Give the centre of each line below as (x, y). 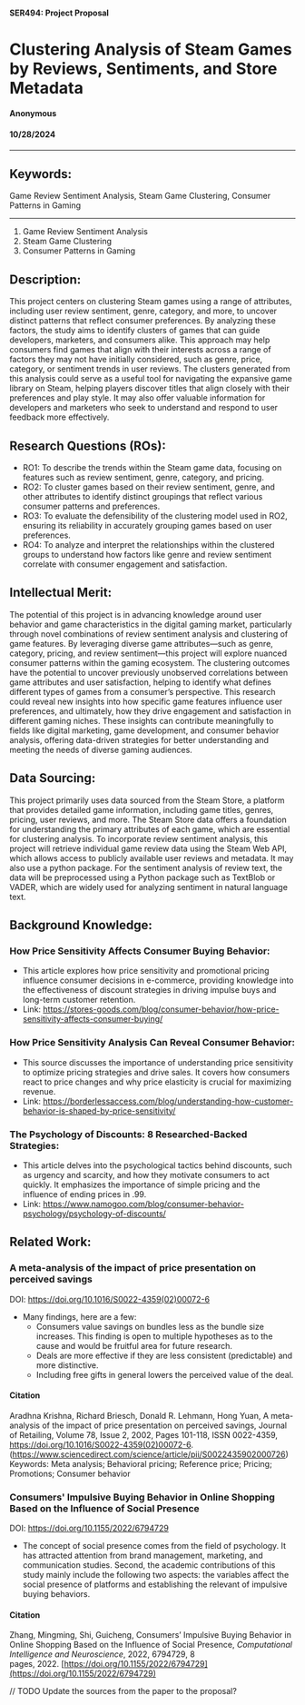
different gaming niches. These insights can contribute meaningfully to (142, 720)
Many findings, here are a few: (79, 1316)
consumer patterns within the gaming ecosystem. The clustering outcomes (150, 662)
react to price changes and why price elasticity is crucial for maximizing (157, 1082)
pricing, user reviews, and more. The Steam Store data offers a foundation (148, 819)
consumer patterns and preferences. (91, 506)
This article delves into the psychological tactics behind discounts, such (157, 1165)
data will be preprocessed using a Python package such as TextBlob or (142, 877)
